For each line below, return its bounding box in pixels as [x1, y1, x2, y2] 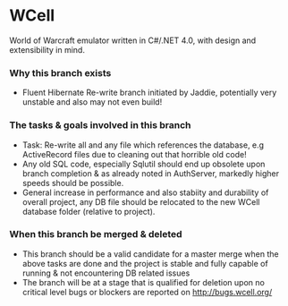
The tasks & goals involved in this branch [9, 119, 191, 132]
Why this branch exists [9, 66, 112, 79]
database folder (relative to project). [21, 206, 156, 217]
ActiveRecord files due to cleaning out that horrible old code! [21, 149, 248, 159]
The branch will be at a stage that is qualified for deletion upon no [21, 276, 266, 287]
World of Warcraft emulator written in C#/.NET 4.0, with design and [9, 35, 257, 46]
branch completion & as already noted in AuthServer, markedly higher [21, 167, 280, 179]
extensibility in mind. [9, 44, 85, 55]
